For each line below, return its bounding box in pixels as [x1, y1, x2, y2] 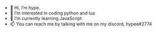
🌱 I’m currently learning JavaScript [10, 15, 82, 21]
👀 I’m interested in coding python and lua [10, 10, 95, 16]
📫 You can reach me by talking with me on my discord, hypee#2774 [10, 21, 152, 27]
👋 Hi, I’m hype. [10, 5, 40, 10]
